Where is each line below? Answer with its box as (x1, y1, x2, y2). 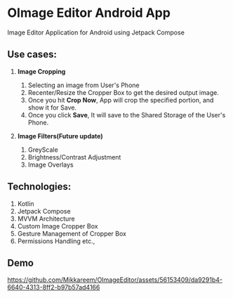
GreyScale (27, 145, 58, 154)
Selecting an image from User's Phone (27, 81, 140, 89)
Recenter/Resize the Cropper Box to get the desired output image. (27, 88, 219, 96)
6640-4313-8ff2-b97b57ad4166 (7, 283, 100, 292)
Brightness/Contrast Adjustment (27, 153, 121, 161)
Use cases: (7, 48, 58, 60)
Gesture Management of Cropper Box (17, 229, 126, 238)
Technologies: (7, 181, 72, 193)
